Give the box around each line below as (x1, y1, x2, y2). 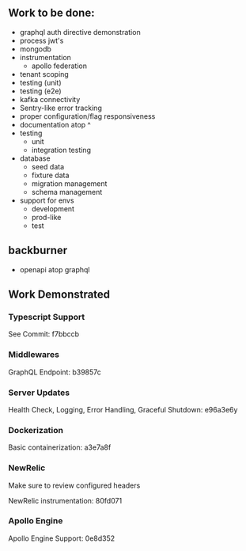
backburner (8, 244, 68, 257)
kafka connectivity (19, 94, 81, 104)
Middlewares (8, 349, 59, 360)
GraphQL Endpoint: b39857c (8, 367, 101, 377)
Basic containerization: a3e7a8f (8, 443, 112, 452)
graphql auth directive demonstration (19, 27, 141, 36)
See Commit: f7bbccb (8, 329, 80, 339)
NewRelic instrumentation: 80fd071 (8, 496, 123, 505)
